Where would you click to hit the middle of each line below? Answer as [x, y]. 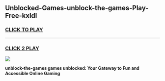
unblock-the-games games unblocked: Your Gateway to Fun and [72, 68]
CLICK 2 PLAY [22, 48]
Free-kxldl [21, 16]
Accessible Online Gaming [33, 73]
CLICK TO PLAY [24, 30]
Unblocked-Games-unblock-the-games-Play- [77, 8]
